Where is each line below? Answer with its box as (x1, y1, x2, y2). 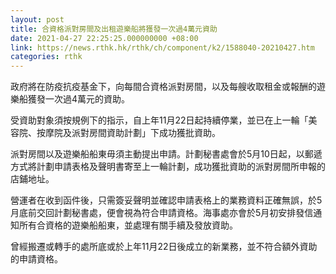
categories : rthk (10, 52, 83, 62)
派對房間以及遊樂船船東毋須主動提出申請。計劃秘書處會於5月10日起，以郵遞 (10, 148, 323, 160)
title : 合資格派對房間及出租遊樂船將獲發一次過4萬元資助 (10, 24, 218, 34)
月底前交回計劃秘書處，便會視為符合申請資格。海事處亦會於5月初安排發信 (10, 207, 314, 219)
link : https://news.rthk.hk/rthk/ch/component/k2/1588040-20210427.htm (10, 42, 315, 53)
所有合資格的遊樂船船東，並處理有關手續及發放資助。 (18, 219, 238, 231)
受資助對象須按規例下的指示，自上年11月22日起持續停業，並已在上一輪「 (10, 114, 309, 126)
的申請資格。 (10, 253, 63, 265)
